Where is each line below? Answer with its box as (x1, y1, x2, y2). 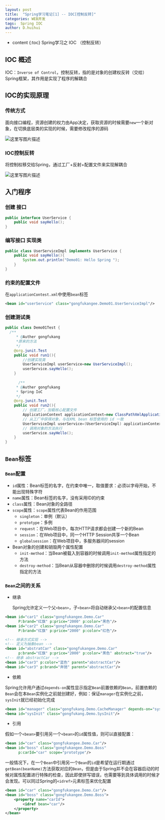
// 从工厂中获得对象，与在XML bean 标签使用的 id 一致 (23, 417, 124, 422)
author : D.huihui (5, 26, 41, 30)
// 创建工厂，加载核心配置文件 (23, 408, 77, 413)
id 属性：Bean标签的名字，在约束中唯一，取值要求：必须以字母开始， (12, 483, 152, 488)
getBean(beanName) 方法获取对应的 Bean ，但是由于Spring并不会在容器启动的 (5, 766, 155, 772)
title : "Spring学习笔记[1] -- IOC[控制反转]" (5, 12, 96, 17)
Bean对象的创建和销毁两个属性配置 (12, 544, 83, 550)
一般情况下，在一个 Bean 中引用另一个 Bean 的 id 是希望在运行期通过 (5, 759, 135, 765)
